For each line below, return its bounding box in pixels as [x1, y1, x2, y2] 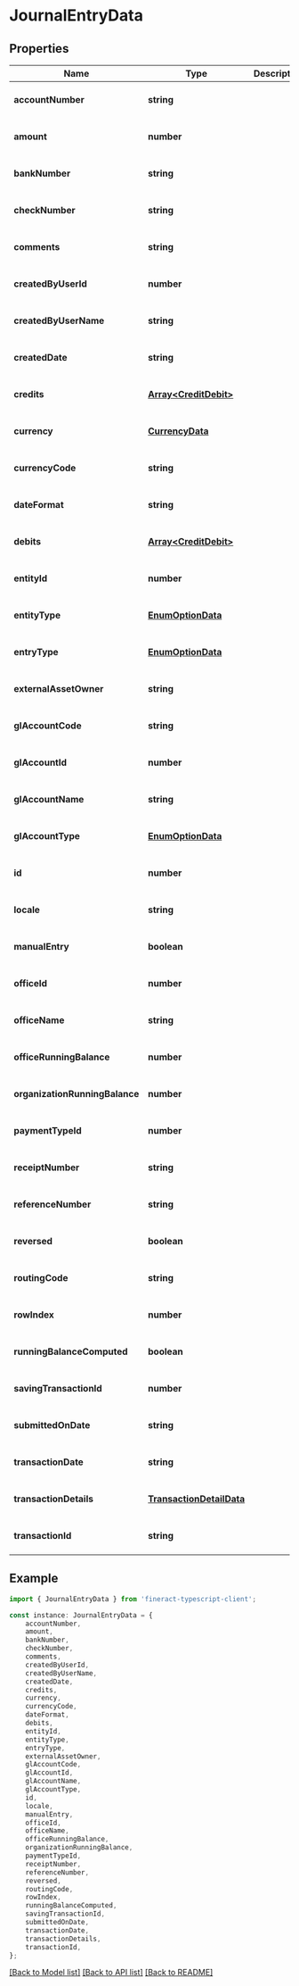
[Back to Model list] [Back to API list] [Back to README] [9, 1967, 214, 1978]
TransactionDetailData [148, 1492, 246, 1505]
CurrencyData [148, 425, 209, 437]
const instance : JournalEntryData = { [9, 1610, 153, 1620]
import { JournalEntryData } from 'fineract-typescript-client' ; [9, 1594, 256, 1603]
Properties [9, 41, 69, 56]
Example [9, 1571, 59, 1586]
